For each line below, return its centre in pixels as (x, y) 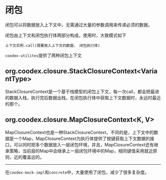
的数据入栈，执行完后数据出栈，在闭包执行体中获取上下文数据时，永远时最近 (83, 97)
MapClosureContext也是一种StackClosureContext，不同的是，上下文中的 (80, 132)
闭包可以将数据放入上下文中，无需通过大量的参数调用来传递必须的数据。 (79, 25)
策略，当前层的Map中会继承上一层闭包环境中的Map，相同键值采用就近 (81, 151)
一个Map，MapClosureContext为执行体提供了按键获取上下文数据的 (82, 138)
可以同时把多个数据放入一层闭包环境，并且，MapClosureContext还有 (84, 144)
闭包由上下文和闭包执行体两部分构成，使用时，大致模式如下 (66, 35)
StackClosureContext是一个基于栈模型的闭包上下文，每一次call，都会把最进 (82, 91)
